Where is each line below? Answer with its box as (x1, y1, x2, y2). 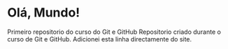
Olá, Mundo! (7, 5, 80, 21)
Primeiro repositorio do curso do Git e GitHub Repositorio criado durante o (7, 28, 222, 36)
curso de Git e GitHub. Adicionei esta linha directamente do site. (7, 35, 192, 43)
